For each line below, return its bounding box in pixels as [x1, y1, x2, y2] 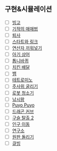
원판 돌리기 [12, 134, 34, 140]
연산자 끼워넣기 [12, 45, 42, 51]
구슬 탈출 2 [12, 114, 34, 121]
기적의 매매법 [12, 26, 38, 32]
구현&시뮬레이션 [5, 5, 52, 14]
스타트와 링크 [12, 39, 38, 44]
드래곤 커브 [12, 108, 34, 114]
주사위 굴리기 [12, 83, 38, 89]
